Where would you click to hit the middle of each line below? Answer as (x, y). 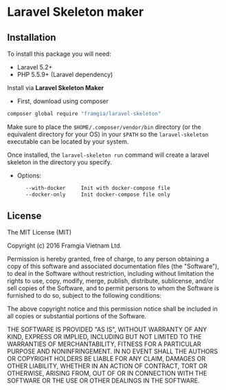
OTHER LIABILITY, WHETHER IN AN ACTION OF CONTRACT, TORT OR (107, 366)
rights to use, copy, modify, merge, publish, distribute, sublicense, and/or (111, 281)
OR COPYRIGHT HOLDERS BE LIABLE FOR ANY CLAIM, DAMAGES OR (106, 359)
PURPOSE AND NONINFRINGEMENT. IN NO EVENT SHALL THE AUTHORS (113, 351)
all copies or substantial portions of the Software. (77, 316)
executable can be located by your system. (68, 141)
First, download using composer (63, 101)
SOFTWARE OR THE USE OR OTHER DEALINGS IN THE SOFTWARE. (103, 381)
